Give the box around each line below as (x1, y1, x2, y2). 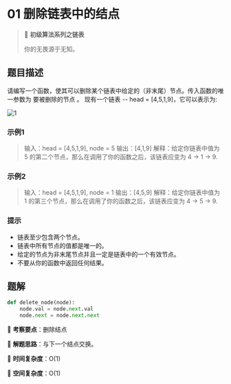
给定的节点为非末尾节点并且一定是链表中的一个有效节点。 (16, 250, 180, 258)
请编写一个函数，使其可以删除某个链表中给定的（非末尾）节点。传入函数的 (7, 87, 218, 95)
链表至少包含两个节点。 (16, 233, 84, 241)
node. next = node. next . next (19, 312, 100, 319)
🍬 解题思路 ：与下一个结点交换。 (7, 340, 98, 348)
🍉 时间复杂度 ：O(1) (7, 354, 60, 363)
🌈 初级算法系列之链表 (23, 30, 85, 38)
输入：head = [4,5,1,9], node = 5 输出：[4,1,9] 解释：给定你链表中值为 (23, 144, 220, 153)
